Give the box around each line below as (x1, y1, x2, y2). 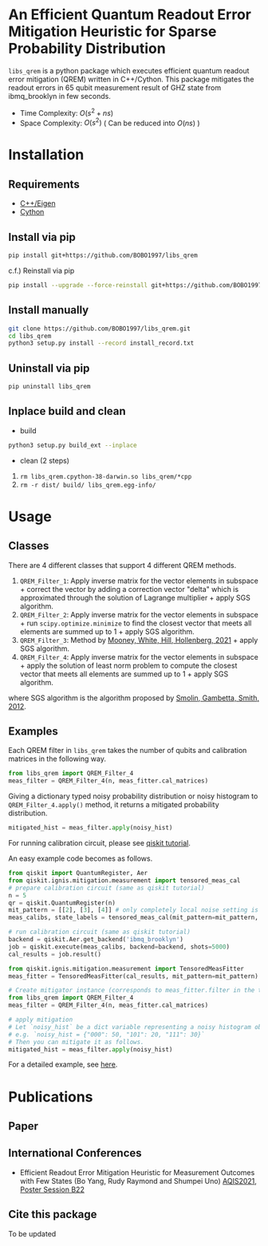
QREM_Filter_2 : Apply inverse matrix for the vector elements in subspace (19, 609, 259, 619)
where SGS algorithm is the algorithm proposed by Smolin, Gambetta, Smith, (8, 692, 259, 703)
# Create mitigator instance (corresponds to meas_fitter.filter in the (8, 987, 255, 995)
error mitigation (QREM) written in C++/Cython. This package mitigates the (8, 74, 254, 84)
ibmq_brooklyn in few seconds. (8, 91, 112, 101)
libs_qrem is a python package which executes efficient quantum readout (8, 65, 250, 75)
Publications (8, 1087, 93, 1106)
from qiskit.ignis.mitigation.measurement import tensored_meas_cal (8, 876, 241, 885)
